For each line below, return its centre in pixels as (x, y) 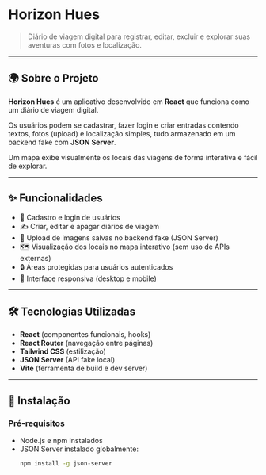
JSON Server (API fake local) (67, 360)
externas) (35, 258)
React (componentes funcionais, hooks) (85, 335)
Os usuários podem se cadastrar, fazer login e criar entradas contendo (123, 125)
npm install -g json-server (66, 464)
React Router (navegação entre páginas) (86, 343)
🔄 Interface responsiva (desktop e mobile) (88, 278)
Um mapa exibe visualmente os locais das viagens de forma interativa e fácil (133, 157)
